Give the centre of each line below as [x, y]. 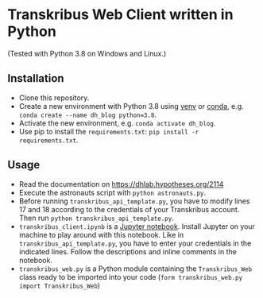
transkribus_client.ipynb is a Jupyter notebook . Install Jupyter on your [137, 226]
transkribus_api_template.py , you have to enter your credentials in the [135, 243]
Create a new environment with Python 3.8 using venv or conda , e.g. [131, 106]
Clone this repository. [54, 98]
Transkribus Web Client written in [120, 15]
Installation [36, 78]
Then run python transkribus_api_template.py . [96, 218]
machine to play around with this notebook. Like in [101, 234]
